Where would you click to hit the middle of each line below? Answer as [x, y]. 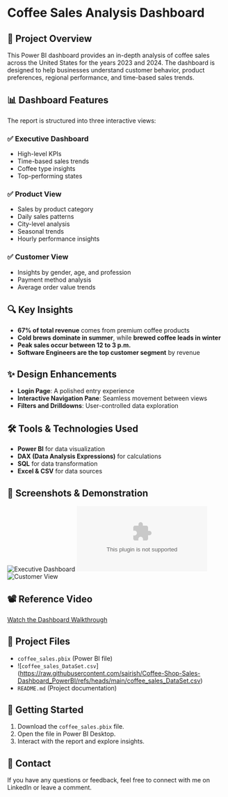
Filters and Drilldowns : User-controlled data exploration [98, 406]
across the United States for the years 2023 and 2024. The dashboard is [111, 63]
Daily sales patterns [46, 217]
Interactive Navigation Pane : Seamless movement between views [112, 398]
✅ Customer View [38, 257]
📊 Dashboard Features [58, 100]
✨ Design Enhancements [62, 374]
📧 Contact [29, 763]
